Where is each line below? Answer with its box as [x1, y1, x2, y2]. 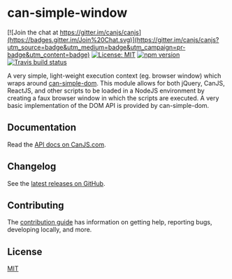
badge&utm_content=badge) [7, 50, 90, 59]
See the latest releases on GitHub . [7, 179, 106, 187]
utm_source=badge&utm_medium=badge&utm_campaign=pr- [7, 43, 186, 51]
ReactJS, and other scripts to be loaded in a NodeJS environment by [7, 86, 205, 95]
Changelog [7, 161, 57, 172]
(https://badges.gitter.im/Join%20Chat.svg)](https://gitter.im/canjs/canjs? [7, 35, 219, 43]
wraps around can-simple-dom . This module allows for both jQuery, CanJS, [7, 79, 225, 87]
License [7, 245, 43, 257]
